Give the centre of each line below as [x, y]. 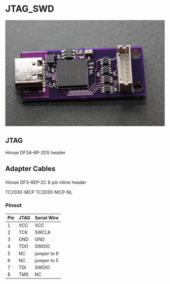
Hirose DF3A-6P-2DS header [35, 153]
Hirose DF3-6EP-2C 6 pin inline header [46, 182]
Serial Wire [47, 218]
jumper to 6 [47, 253]
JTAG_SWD [30, 9]
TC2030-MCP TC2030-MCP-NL [39, 192]
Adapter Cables [30, 168]
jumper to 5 [47, 260]
